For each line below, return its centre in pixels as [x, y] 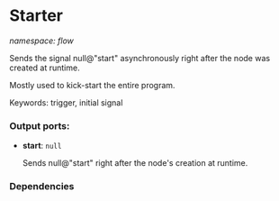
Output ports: [40, 125]
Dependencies [42, 187]
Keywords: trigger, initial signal [66, 102]
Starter [36, 16]
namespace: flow [42, 41]
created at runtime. [45, 68]
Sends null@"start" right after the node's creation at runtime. [135, 163]
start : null [42, 146]
